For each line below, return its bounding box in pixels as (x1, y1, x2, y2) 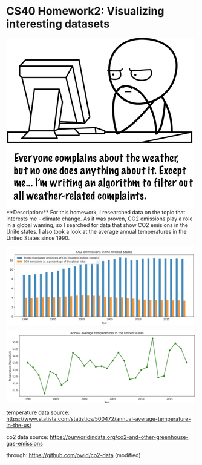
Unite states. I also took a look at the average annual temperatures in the (6, 228, 187, 235)
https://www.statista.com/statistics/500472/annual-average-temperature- (6, 415, 191, 423)
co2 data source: (6, 434, 49, 441)
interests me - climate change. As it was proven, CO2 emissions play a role (6, 215, 193, 222)
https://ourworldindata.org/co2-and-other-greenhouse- (49, 434, 189, 441)
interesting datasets (6, 17, 110, 31)
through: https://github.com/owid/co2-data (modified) (6, 452, 141, 459)
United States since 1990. (6, 234, 70, 242)
